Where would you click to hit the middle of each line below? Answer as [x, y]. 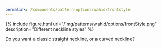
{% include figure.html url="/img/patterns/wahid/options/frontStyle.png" [81, 24]
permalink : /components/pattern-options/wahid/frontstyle [68, 10]
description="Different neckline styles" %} [50, 29]
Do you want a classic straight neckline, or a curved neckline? [70, 39]
